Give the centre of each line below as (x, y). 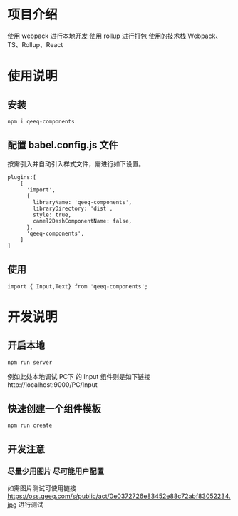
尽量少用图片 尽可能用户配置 (56, 471)
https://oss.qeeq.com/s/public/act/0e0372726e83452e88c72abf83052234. (119, 496)
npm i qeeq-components (41, 121)
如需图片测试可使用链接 (42, 488)
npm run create (30, 425)
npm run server (30, 362)
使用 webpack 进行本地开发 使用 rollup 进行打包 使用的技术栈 (97, 36)
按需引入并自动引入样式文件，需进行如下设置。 (76, 163)
